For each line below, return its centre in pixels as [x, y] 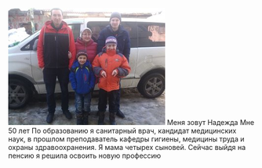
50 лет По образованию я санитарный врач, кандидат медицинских [122, 130]
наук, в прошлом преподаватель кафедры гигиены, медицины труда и [126, 139]
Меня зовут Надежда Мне [211, 122]
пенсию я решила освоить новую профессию [85, 155]
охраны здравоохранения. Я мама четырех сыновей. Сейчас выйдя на [127, 147]
